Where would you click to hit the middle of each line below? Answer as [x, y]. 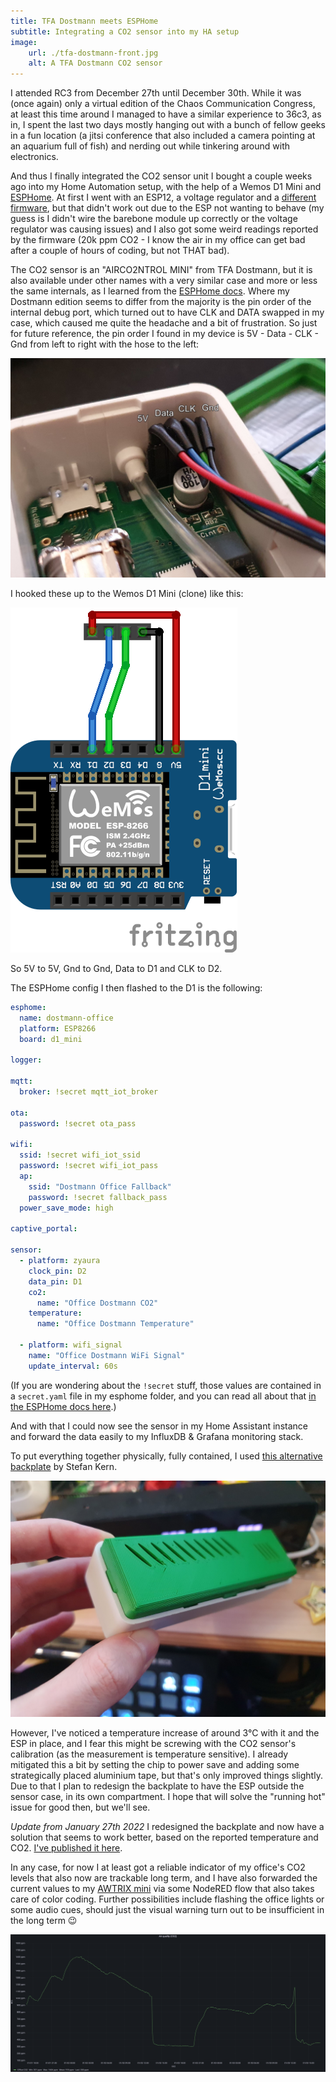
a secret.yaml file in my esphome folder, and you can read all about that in [163, 1396]
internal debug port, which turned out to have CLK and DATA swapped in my [167, 312]
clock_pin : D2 [57, 1271]
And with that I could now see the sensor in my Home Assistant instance [159, 1426]
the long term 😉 [44, 1920]
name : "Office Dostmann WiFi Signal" [107, 1355]
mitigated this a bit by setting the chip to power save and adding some [155, 1764]
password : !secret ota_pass [78, 1123]
